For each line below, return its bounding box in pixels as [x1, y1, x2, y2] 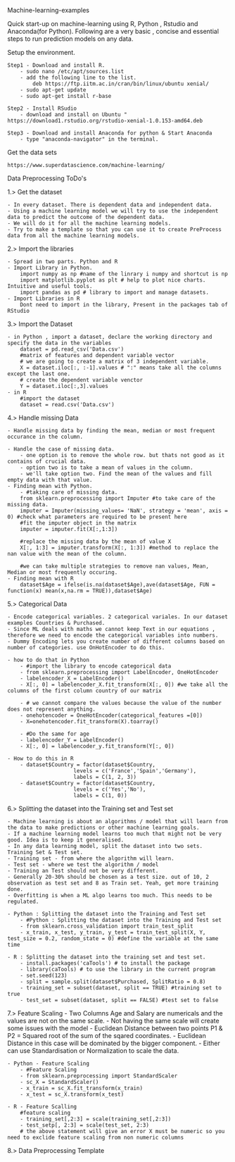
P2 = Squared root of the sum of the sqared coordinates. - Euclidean [7, 1032, 206, 1039]
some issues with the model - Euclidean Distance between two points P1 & [7, 1024, 223, 1032]
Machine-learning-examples [7, 6, 90, 14]
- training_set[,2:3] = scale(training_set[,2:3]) [20, 1116, 172, 1123]
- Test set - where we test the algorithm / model [7, 861, 159, 868]
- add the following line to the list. [20, 74, 137, 81]
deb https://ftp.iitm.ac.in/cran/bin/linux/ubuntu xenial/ [32, 80, 210, 87]
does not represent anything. [7, 706, 96, 713]
